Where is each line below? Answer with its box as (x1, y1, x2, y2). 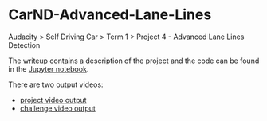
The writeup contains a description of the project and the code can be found (8, 56, 260, 65)
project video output (19, 95, 87, 104)
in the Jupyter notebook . (8, 64, 89, 73)
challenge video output (19, 103, 96, 113)
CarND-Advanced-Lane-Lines (8, 6, 212, 24)
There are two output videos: (8, 80, 104, 89)
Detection (8, 40, 41, 49)
